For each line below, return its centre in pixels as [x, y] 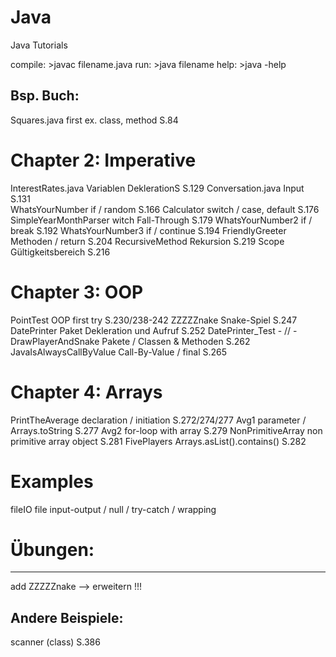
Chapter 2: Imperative [103, 160]
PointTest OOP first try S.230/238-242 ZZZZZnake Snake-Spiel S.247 [154, 320]
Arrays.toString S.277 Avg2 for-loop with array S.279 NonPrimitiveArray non [166, 430]
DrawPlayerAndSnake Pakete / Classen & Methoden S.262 [130, 341]
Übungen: [52, 549]
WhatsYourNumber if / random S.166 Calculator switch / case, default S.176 [165, 209]
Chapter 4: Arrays [86, 392]
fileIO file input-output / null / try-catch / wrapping [113, 509]
